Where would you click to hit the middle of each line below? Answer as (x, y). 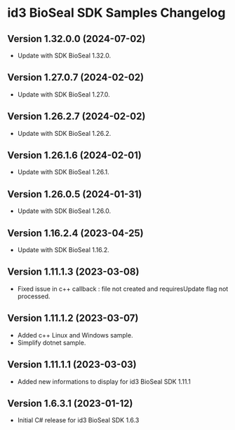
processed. (34, 296)
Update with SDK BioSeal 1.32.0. (64, 55)
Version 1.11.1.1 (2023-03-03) (72, 365)
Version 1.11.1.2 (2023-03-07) (73, 318)
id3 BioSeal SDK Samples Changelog (116, 13)
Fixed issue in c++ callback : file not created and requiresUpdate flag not (123, 289)
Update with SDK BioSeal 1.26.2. (64, 133)
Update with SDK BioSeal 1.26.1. (63, 172)
